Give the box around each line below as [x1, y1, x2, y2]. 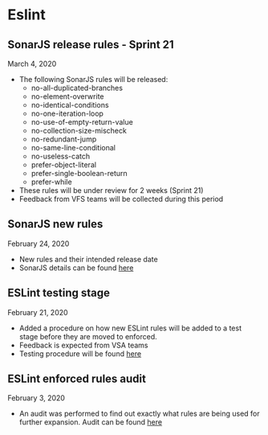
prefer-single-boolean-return [30, 169, 128, 178]
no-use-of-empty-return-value [30, 117, 133, 126]
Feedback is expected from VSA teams [18, 340, 148, 350]
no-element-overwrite [30, 92, 104, 101]
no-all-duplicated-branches [30, 83, 124, 92]
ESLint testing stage [7, 286, 110, 300]
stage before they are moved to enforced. [18, 331, 157, 341]
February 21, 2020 [7, 307, 69, 317]
